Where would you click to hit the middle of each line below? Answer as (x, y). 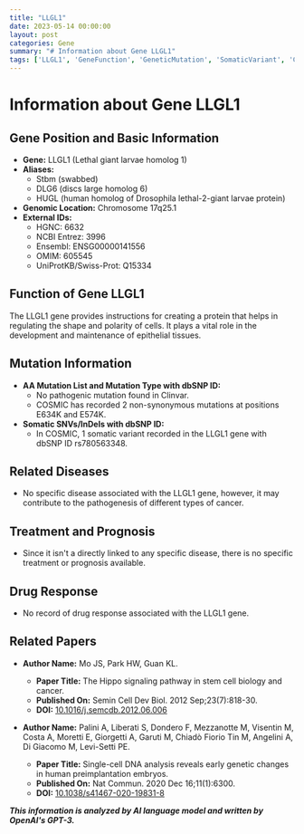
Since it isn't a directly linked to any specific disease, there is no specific (158, 553)
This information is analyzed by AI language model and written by (137, 810)
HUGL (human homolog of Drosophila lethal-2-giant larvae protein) (161, 198)
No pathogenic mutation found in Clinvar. (113, 395)
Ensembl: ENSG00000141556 (91, 246)
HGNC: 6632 (60, 227)
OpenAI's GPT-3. (42, 820)
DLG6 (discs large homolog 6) (92, 188)
